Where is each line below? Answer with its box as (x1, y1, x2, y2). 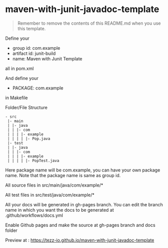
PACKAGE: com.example (12, 85, 64, 91)
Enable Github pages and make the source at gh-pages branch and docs (5, 222, 155, 228)
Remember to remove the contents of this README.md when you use (17, 20, 161, 26)
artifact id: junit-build (12, 50, 56, 56)
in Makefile (5, 95, 28, 101)
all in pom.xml (5, 65, 34, 71)
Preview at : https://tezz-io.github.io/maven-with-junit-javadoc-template (5, 237, 154, 243)
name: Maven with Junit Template (12, 55, 83, 61)
